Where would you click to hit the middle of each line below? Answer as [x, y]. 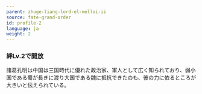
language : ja [23, 28]
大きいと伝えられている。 [38, 85]
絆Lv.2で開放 [25, 56]
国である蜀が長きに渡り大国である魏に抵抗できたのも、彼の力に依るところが [101, 78]
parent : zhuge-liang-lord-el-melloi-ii [56, 12]
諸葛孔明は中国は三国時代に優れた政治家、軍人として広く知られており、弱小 [101, 70]
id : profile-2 [24, 23]
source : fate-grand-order [39, 17]
